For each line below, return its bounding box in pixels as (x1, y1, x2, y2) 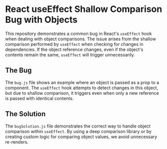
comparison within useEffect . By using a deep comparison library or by (5, 128, 152, 134)
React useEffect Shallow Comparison (5, 3, 163, 15)
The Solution (5, 110, 46, 118)
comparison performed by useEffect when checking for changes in (5, 41, 144, 47)
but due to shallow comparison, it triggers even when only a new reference (5, 90, 160, 96)
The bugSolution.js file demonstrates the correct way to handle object (5, 123, 151, 129)
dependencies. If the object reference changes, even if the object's (5, 46, 144, 52)
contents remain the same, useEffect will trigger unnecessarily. (5, 51, 136, 58)
